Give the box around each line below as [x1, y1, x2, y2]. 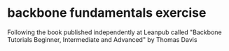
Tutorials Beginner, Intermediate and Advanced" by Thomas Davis [7, 35, 197, 43]
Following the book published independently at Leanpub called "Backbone [7, 28, 222, 36]
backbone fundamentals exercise [7, 5, 207, 21]
